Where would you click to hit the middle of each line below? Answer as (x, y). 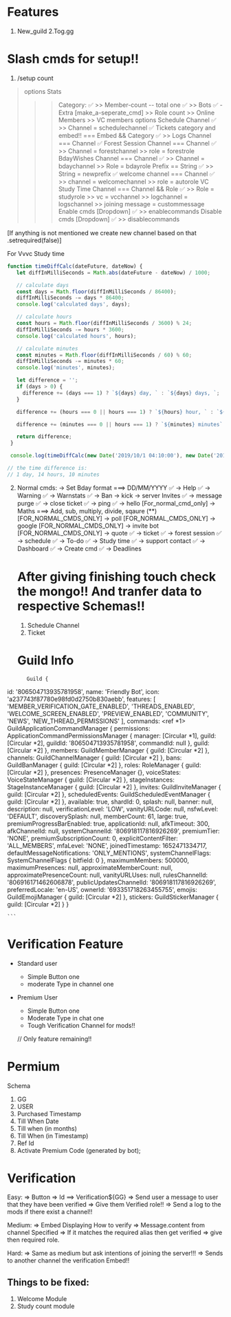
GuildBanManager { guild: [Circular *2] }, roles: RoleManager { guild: (104, 765)
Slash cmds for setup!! (73, 59)
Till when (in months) (47, 1128)
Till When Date (38, 1121)
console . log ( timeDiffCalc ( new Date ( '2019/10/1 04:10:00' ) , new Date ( (112, 456)
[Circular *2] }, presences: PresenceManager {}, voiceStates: (94, 772)
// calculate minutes (47, 348)
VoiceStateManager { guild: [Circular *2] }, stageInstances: (91, 780)
